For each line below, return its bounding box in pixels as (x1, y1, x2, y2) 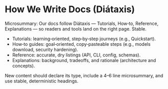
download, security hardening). (12, 46, 79, 52)
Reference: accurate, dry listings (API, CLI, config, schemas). (12, 52, 141, 58)
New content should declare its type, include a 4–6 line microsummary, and (5, 72, 164, 78)
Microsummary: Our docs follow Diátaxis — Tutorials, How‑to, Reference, (5, 20, 159, 26)
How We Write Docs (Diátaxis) (5, 4, 135, 15)
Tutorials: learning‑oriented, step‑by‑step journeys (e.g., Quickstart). (12, 36, 156, 42)
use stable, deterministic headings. (5, 78, 79, 84)
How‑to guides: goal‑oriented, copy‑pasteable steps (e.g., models (12, 41, 151, 47)
